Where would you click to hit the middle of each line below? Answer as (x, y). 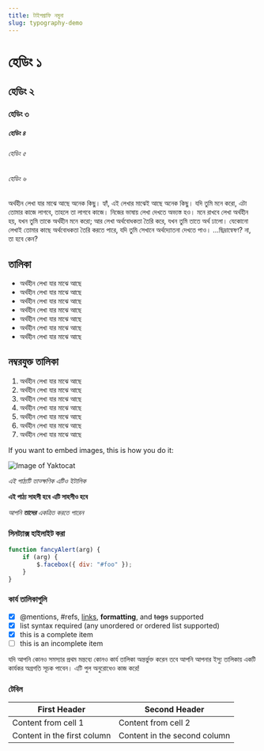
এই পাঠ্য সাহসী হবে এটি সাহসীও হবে (48, 496)
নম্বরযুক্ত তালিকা (34, 362)
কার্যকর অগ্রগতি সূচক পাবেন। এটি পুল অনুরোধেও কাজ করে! (74, 668)
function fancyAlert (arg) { (55, 550)
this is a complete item (56, 634)
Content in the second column (174, 736)
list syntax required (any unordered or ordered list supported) (119, 625)
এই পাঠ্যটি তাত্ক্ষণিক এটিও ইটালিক (47, 481)
